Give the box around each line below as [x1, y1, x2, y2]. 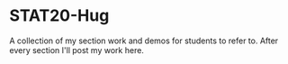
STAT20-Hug [9, 5, 110, 26]
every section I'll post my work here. [9, 44, 144, 55]
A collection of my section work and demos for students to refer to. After [9, 35, 279, 46]
